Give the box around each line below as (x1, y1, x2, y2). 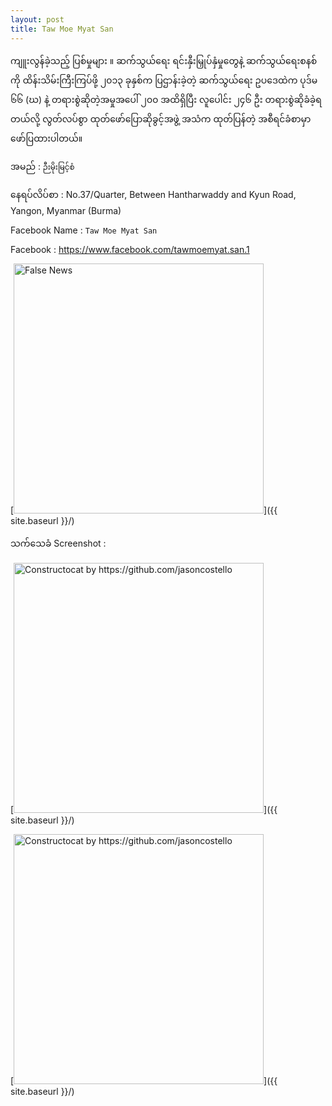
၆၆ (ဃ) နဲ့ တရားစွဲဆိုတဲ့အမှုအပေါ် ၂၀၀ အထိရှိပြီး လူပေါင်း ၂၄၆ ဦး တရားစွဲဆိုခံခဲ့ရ (10, 93, 322, 105)
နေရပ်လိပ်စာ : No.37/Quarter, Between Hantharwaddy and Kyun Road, (10, 188, 297, 200)
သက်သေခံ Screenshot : (10, 537, 107, 549)
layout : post (10, 14, 65, 25)
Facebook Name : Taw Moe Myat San (10, 224, 158, 236)
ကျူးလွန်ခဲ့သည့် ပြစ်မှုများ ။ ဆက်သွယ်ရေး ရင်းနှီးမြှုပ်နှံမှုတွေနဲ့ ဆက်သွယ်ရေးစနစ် (10, 54, 318, 66)
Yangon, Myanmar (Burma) (10, 204, 122, 216)
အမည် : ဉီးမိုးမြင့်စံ (10, 160, 75, 172)
